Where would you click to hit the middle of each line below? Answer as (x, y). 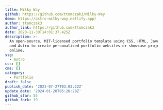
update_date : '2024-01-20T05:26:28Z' (43, 91)
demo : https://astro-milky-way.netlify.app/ (51, 18)
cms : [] (13, 69)
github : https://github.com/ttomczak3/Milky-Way (55, 14)
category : (15, 73)
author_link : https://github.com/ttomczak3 (50, 28)
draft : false (18, 82)
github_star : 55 (21, 95)
